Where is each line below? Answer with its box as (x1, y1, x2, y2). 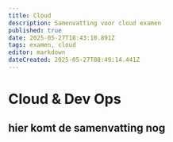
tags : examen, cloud (8, 41, 77, 49)
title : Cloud (8, 11, 52, 20)
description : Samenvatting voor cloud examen (8, 19, 161, 27)
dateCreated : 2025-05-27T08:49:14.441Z (8, 56, 140, 64)
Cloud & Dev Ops (8, 90, 121, 108)
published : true (8, 26, 62, 34)
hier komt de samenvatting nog (8, 121, 166, 135)
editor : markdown (8, 48, 66, 56)
